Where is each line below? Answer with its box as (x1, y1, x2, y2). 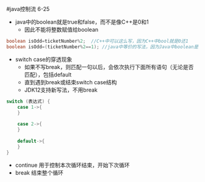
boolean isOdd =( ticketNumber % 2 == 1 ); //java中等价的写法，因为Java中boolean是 (6, 43, 199, 50)
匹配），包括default (24, 71, 72, 78)
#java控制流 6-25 (6, 5, 50, 12)
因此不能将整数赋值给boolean (24, 26, 99, 33)
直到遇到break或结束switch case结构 (24, 78, 117, 86)
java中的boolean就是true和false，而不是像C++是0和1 (15, 18, 149, 26)
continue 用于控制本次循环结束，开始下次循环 (15, 161, 130, 169)
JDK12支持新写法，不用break (24, 86, 98, 93)
